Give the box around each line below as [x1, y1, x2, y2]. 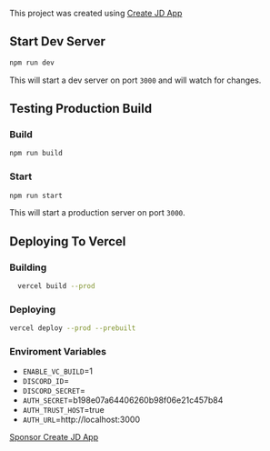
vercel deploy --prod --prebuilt [9, 324, 136, 333]
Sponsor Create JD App [9, 432, 99, 443]
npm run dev [9, 58, 55, 67]
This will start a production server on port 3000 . [9, 207, 186, 218]
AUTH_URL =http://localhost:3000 [22, 414, 141, 426]
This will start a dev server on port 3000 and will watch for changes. [9, 75, 262, 85]
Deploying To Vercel [9, 234, 126, 249]
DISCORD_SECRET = [22, 386, 86, 396]
